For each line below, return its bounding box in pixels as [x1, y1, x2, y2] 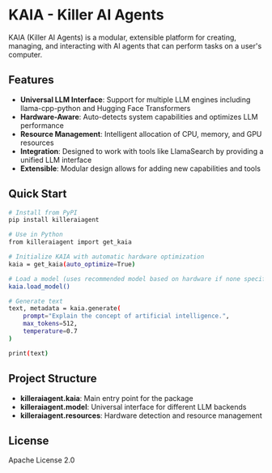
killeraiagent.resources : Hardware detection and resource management [19, 411, 263, 420]
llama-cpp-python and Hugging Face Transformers [19, 103, 191, 113]
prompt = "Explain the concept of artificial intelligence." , [23, 312, 230, 321]
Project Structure [8, 372, 97, 386]
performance [19, 120, 65, 130]
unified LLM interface [19, 155, 92, 164]
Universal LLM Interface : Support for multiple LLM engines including [19, 95, 251, 104]
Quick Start [8, 187, 67, 201]
